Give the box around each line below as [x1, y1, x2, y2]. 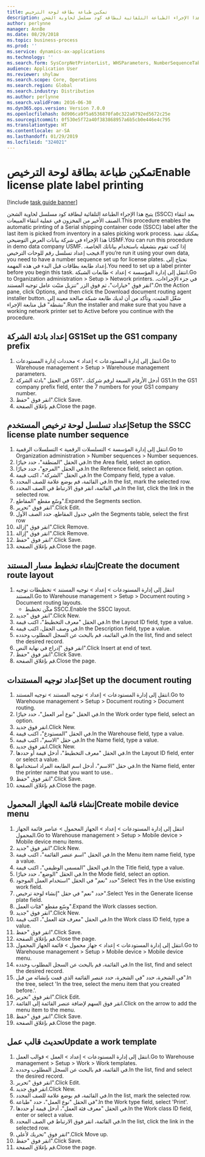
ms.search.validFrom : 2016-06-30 [7, 99, 92, 105]
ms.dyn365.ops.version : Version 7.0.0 [7, 105, 105, 111]
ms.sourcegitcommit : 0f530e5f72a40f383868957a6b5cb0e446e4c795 [7, 116, 171, 122]
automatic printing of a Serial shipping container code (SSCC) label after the [7, 223, 198, 230]
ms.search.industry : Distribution [7, 88, 95, 94]
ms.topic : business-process [7, 37, 78, 43]
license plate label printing [7, 178, 144, 192]
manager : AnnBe [7, 26, 46, 32]
